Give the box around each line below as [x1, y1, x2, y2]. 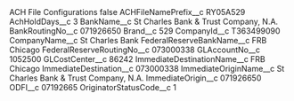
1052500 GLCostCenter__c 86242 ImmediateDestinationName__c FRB [9, 54, 265, 64]
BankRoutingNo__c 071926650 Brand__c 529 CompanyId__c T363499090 [9, 26, 281, 36]
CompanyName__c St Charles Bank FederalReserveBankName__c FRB [9, 35, 267, 45]
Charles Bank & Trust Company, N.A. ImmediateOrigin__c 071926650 [9, 73, 262, 83]
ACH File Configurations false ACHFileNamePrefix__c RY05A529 [9, 7, 246, 17]
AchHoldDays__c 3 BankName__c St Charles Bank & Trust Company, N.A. [9, 16, 279, 27]
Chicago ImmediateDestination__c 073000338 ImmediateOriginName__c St [9, 64, 285, 74]
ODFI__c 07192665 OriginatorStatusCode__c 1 [9, 82, 176, 92]
